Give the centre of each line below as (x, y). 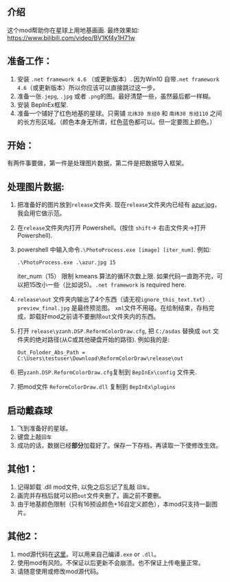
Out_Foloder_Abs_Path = (51, 353)
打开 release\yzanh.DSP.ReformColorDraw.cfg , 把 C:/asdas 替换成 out (114, 331)
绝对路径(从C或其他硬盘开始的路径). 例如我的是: (103, 340)
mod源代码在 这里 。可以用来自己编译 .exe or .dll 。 (88, 554)
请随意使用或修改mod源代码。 (60, 571)
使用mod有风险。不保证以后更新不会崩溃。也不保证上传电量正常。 (111, 562)
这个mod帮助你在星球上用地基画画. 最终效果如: (73, 30)
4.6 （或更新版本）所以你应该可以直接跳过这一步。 (88, 87)
